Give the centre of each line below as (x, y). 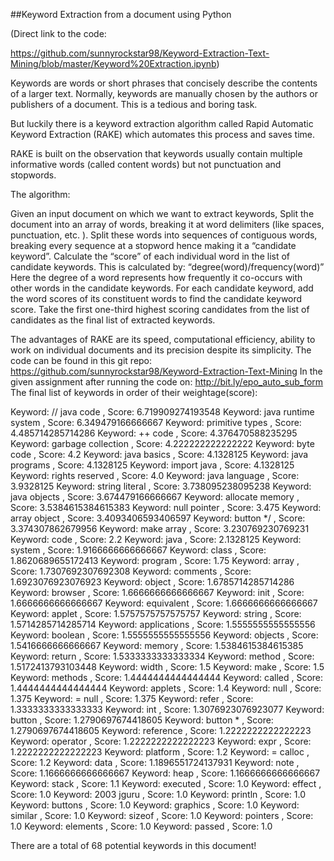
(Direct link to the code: (58, 33)
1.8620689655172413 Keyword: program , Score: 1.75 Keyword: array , (155, 560)
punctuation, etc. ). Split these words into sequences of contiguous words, (164, 235)
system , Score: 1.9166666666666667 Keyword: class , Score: (138, 550)
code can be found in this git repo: (81, 360)
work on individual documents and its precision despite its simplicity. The (161, 350)
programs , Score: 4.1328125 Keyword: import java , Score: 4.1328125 (152, 465)
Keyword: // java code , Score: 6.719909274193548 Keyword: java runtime (162, 412)
